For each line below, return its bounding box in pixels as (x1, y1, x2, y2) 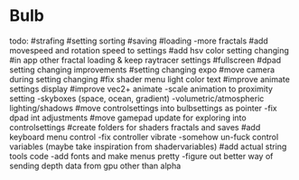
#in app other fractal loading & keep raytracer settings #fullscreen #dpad (9, 54, 282, 65)
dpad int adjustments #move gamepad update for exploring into (9, 112, 247, 123)
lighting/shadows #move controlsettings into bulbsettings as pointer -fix (9, 102, 277, 113)
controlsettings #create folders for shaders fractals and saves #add (9, 121, 261, 132)
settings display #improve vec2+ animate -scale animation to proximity (9, 83, 274, 94)
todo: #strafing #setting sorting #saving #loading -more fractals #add (9, 35, 268, 46)
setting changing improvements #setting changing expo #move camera (9, 64, 276, 75)
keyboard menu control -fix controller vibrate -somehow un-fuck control (9, 131, 279, 142)
